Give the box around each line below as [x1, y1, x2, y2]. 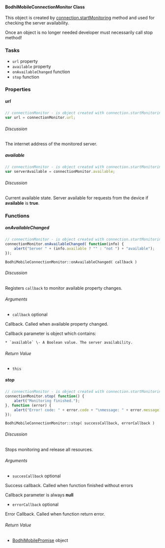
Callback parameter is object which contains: [5, 330, 97, 336]
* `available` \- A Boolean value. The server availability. [5, 340, 133, 345]
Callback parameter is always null [5, 492, 74, 498]
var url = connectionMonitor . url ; [5, 115, 76, 120]
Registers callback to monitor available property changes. [5, 285, 123, 291]
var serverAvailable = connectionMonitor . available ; [5, 169, 115, 174]
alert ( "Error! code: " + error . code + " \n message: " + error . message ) [14, 408, 162, 412]
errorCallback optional [12, 501, 59, 507]
